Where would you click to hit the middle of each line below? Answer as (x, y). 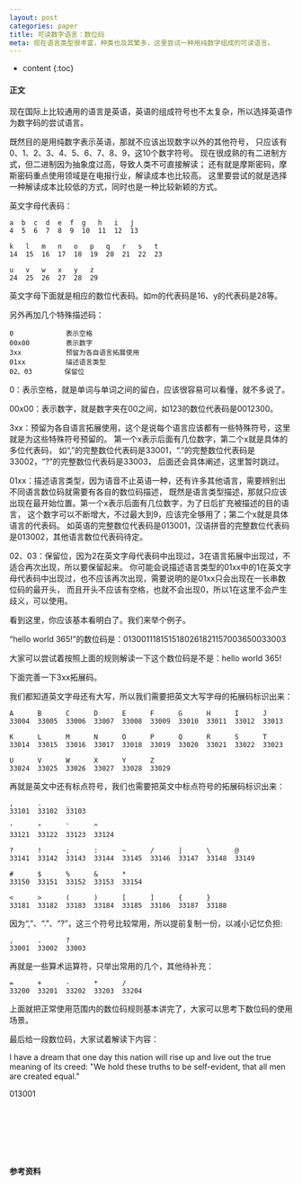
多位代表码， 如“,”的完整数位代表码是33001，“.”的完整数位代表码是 (133, 450)
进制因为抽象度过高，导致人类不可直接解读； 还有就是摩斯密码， (160, 165)
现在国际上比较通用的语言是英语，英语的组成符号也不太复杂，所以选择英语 (147, 111)
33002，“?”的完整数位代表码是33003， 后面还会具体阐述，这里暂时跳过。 (147, 462)
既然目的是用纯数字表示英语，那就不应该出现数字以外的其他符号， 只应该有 (148, 142)
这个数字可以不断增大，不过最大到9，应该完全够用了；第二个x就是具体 (158, 514)
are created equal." (44, 1076)
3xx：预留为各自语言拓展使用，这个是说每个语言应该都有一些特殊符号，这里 (150, 428)
